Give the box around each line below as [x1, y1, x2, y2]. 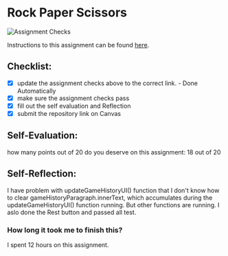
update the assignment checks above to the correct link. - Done [16, 79, 198, 87]
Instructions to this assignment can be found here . [7, 40, 150, 49]
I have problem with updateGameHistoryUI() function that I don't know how [7, 186, 220, 194]
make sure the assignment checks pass [16, 94, 130, 102]
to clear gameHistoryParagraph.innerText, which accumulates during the [7, 194, 213, 202]
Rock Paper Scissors [7, 5, 127, 21]
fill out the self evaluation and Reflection [16, 102, 131, 110]
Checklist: [7, 60, 52, 73]
